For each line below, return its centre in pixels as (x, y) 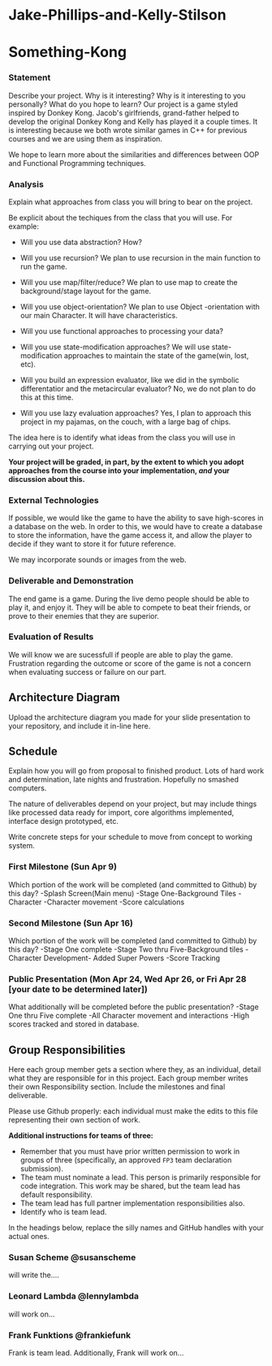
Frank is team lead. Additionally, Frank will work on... (96, 1353)
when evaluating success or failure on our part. (87, 672)
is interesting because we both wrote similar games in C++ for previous (128, 130)
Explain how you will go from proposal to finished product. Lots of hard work (136, 771)
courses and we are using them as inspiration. (85, 138)
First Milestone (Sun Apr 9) (63, 867)
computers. (28, 788)
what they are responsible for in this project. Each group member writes (129, 1078)
